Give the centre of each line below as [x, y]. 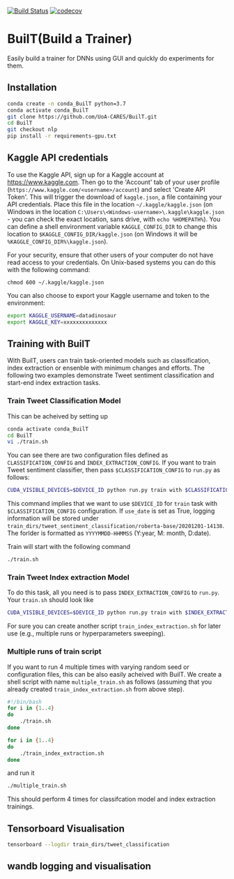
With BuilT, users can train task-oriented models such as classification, [109, 361]
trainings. [21, 806]
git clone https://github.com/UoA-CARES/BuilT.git [82, 117]
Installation [32, 88]
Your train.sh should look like [50, 600]
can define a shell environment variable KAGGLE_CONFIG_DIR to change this [112, 226]
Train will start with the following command [69, 547]
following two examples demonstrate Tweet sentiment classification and [111, 375]
